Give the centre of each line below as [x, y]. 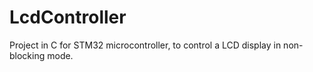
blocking [27, 55]
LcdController [68, 17]
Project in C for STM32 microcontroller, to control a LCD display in [145, 45]
